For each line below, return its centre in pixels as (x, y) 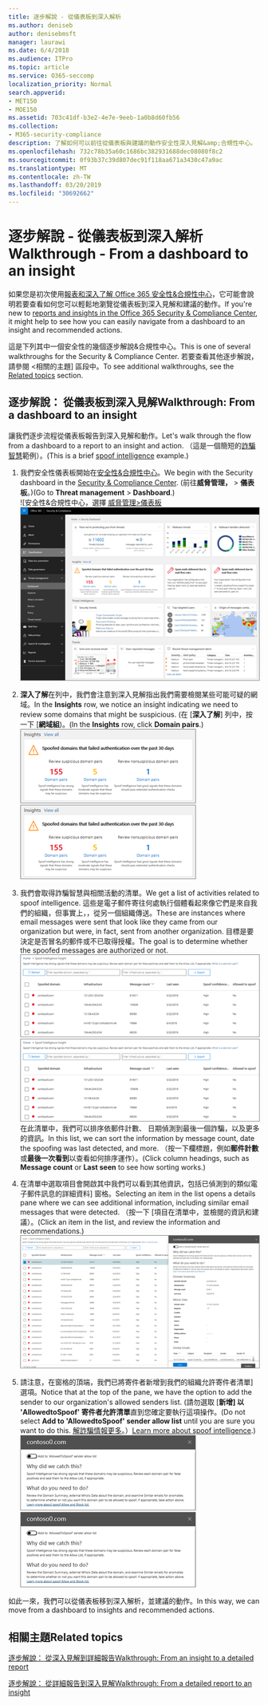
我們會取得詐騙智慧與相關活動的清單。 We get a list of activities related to (140, 893)
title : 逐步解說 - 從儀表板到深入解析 (65, 17)
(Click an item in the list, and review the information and (129, 1222)
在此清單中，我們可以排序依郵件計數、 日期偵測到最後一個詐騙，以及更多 (140, 1128)
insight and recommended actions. (65, 330)
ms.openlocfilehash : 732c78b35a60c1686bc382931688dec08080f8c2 (116, 152)
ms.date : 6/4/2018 (39, 51)
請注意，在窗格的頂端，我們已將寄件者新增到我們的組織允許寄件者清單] (136, 1382)
